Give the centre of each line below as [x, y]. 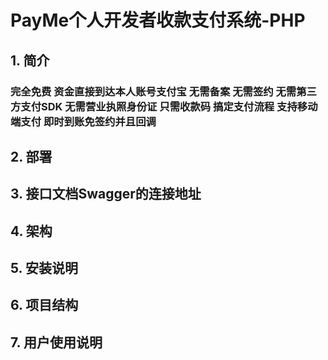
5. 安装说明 [44, 268]
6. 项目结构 [44, 305]
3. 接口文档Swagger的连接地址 [106, 194]
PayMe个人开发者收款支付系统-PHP [158, 20]
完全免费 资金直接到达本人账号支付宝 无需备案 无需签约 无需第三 [163, 91]
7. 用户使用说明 [56, 342]
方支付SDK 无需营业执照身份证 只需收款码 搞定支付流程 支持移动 [164, 106]
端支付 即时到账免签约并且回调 [83, 121]
